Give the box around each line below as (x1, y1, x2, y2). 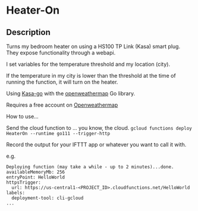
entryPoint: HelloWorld (6, 174, 65, 180)
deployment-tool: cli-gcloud (11, 195, 84, 201)
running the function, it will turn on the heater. (6, 78, 118, 85)
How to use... (6, 113, 39, 120)
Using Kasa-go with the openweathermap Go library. (6, 90, 136, 97)
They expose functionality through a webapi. (6, 49, 116, 56)
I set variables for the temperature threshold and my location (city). (6, 60, 171, 68)
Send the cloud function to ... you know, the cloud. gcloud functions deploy (6, 124, 192, 131)
